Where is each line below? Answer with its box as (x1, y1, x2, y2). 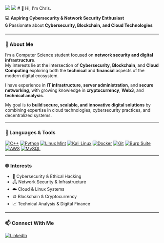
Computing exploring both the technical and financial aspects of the (5, 68, 145, 74)
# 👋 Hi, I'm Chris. (17, 5, 51, 11)
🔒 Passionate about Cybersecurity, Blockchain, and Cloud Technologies (5, 22, 153, 28)
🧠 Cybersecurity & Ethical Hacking (12, 173, 82, 179)
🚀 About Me (5, 41, 34, 48)
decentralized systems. (5, 112, 52, 119)
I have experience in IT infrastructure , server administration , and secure (5, 82, 154, 88)
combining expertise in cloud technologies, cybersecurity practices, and (5, 107, 151, 113)
